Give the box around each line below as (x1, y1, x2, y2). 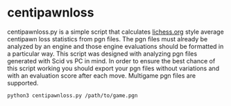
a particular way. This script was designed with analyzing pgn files (7, 50, 198, 58)
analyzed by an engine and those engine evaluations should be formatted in (7, 42, 224, 50)
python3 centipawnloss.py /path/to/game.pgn (7, 92, 138, 99)
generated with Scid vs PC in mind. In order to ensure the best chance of (7, 56, 216, 65)
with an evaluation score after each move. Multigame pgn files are (7, 71, 196, 80)
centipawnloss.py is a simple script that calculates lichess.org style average (7, 28, 224, 36)
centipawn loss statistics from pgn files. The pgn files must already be (7, 34, 208, 43)
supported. (7, 78, 39, 87)
